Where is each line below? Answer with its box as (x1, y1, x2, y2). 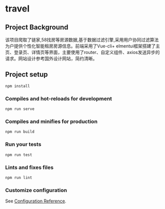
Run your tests (5, 141, 41, 148)
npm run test (5, 152, 32, 157)
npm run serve (5, 106, 35, 111)
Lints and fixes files (5, 163, 54, 170)
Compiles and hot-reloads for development (5, 95, 112, 102)
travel (5, 3, 30, 14)
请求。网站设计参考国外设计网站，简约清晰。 (5, 55, 97, 61)
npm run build (5, 129, 35, 134)
